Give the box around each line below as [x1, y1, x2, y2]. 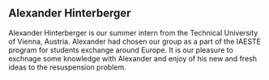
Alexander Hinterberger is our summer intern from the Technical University [8, 27, 258, 37]
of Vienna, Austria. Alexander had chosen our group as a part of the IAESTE [8, 36, 262, 46]
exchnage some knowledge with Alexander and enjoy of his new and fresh [8, 53, 258, 63]
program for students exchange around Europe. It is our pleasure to [8, 44, 233, 55]
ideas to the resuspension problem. [8, 62, 127, 72]
